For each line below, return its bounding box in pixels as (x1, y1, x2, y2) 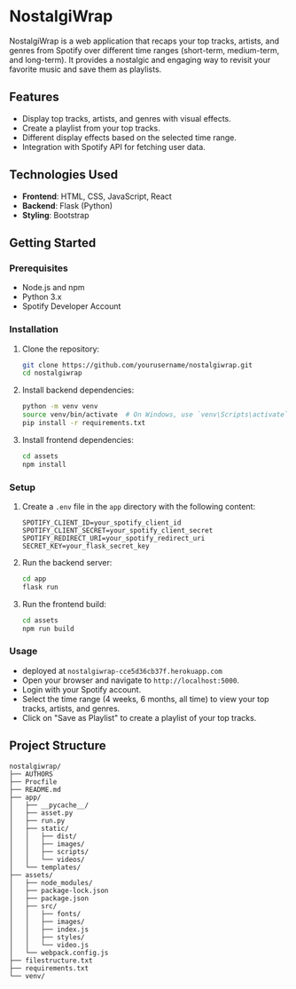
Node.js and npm (21, 282, 85, 293)
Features (9, 90, 59, 105)
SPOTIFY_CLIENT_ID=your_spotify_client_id (21, 518, 182, 527)
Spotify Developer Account (21, 301, 121, 312)
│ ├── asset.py (9, 808, 74, 818)
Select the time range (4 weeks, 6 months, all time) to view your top (21, 693, 269, 704)
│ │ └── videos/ (9, 855, 86, 864)
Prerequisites (9, 262, 68, 274)
